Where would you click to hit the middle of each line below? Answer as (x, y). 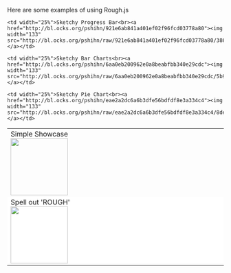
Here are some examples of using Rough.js (68, 10)
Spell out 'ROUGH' (40, 202)
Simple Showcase (40, 134)
